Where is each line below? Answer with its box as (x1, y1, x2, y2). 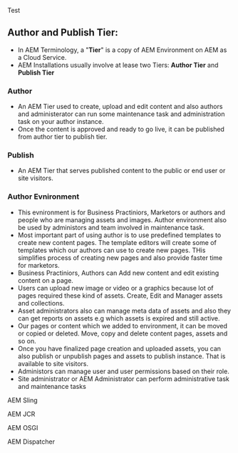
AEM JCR (7, 410, 36, 418)
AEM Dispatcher (7, 437, 56, 446)
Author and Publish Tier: (7, 26, 119, 38)
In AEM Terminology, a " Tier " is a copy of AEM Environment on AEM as (17, 46, 227, 54)
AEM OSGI (7, 423, 38, 432)
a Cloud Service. (17, 53, 67, 61)
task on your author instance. (17, 118, 105, 126)
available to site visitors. (17, 359, 89, 368)
